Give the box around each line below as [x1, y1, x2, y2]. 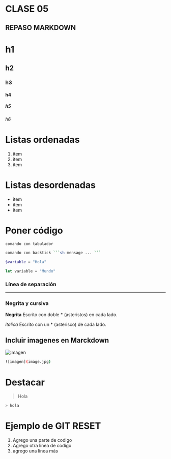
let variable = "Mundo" [5, 269, 56, 274]
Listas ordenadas [5, 134, 80, 145]
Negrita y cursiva [5, 300, 49, 307]
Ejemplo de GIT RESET [5, 420, 101, 432]
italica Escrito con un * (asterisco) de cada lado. [5, 321, 106, 327]
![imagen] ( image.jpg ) [5, 359, 51, 364]
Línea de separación [5, 281, 57, 288]
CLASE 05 [5, 3, 49, 15]
